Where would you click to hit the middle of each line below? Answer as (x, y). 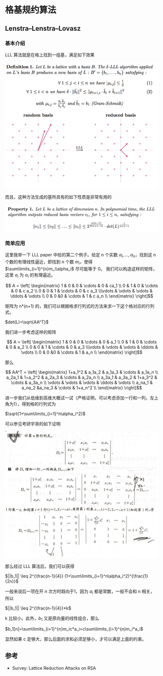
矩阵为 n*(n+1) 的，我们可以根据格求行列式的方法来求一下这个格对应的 (75, 306)
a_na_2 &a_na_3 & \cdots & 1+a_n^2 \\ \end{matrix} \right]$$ (82, 387)
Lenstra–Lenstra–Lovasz (43, 28)
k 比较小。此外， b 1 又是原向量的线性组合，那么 (52, 619)
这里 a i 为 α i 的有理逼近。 (30, 275)
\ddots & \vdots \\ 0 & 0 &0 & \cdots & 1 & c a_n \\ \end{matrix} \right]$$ (82, 296)
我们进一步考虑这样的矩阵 (31, 332)
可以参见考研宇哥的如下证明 (33, 424)
